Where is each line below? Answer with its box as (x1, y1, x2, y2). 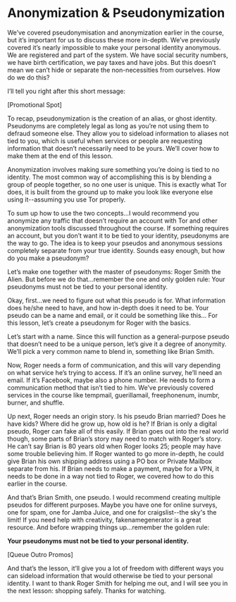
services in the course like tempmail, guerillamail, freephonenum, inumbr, (7, 391, 220, 399)
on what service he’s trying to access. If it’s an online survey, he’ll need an (7, 368, 222, 376)
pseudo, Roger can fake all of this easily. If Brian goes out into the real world (7, 426, 229, 435)
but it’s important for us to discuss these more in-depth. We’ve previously (7, 35, 221, 44)
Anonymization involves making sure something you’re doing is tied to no (7, 165, 220, 173)
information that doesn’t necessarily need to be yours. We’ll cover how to (7, 144, 220, 152)
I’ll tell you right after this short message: (7, 87, 125, 95)
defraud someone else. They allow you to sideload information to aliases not (7, 129, 229, 137)
